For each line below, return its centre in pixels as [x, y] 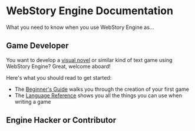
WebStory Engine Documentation [90, 11]
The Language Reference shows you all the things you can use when [98, 95]
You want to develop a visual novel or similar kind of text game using [89, 60]
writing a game [33, 101]
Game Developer [37, 46]
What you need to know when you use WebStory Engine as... [80, 27]
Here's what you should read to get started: [59, 77]
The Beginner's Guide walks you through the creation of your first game [102, 89]
